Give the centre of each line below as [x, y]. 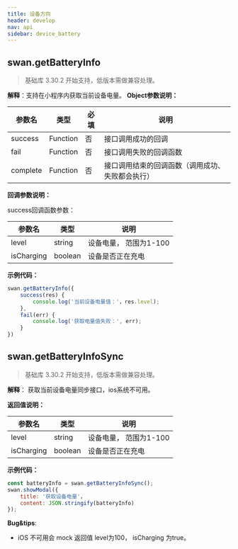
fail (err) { [38, 315]
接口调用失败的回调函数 [143, 152]
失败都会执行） [129, 176]
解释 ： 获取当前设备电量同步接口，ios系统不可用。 [81, 390]
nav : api [20, 27]
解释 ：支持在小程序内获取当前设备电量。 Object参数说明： [93, 96]
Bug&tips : [22, 523]
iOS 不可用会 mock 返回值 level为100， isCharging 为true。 [103, 538]
